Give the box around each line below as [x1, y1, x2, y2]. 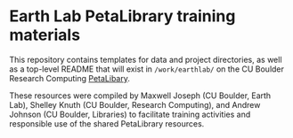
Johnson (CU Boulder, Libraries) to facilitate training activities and [9, 109, 251, 119]
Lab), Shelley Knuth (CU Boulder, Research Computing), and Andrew [9, 99, 261, 110]
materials [9, 25, 81, 45]
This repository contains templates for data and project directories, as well [9, 54, 282, 65]
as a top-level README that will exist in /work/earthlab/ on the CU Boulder [9, 64, 285, 74]
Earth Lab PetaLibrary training [9, 6, 236, 27]
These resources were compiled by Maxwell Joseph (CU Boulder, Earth [9, 90, 272, 101]
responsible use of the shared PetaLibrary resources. [9, 118, 205, 129]
